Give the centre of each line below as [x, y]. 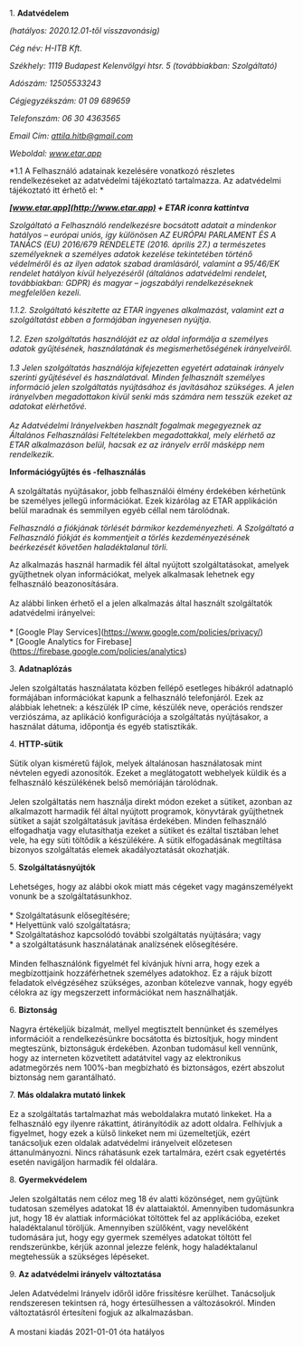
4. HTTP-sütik [36, 744]
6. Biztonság [33, 1010]
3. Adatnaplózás [41, 668]
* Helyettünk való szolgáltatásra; [70, 925]
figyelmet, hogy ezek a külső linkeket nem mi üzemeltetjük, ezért [130, 1133]
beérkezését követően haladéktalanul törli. [89, 547]
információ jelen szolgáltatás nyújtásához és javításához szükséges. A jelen [152, 387]
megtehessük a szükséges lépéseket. [80, 1256]
